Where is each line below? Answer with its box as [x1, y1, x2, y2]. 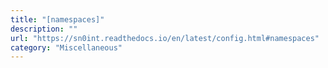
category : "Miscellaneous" [10, 42, 123, 53]
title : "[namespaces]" [10, 14, 105, 25]
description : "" [10, 24, 78, 34]
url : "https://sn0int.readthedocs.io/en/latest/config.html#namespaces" [10, 33, 320, 43]
